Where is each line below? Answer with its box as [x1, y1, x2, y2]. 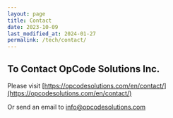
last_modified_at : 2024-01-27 [7, 30, 97, 37]
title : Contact [7, 17, 52, 24]
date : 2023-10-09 [7, 23, 59, 30]
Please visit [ [7, 81, 44, 90]
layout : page [7, 10, 46, 18]
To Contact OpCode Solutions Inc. [7, 63, 160, 75]
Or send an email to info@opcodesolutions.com [7, 102, 146, 111]
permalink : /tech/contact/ [7, 37, 87, 44]
